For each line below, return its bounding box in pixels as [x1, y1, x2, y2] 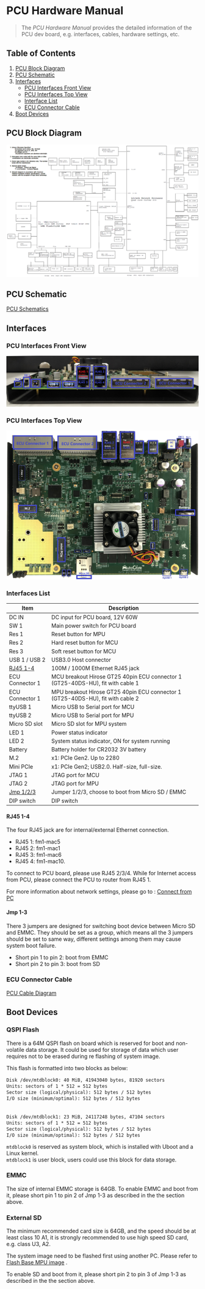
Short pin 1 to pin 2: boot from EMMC [15, 954, 109, 961]
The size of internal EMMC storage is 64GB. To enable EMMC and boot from [6, 1185, 198, 1192]
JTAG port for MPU [51, 780, 99, 788]
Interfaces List [6, 589, 51, 598]
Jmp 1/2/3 [9, 788, 36, 796]
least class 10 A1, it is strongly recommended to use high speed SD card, [6, 1234, 189, 1241]
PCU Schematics [6, 305, 49, 313]
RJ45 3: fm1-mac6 [15, 851, 62, 859]
